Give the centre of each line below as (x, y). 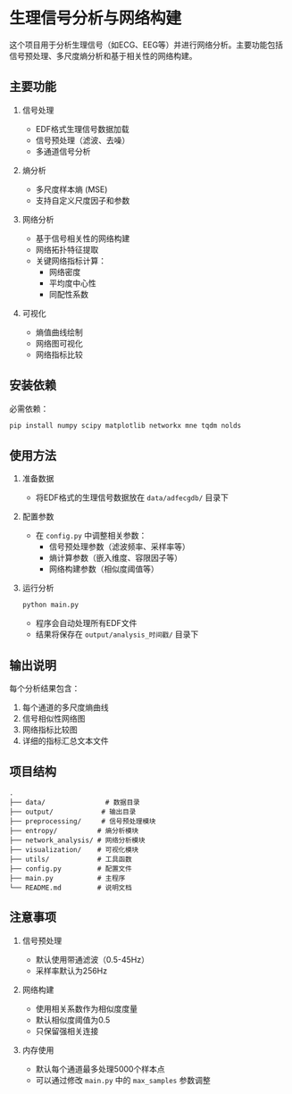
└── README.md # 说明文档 (71, 888)
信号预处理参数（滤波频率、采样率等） (119, 547)
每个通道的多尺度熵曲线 (65, 707)
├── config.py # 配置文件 (71, 869)
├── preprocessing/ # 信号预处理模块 (83, 821)
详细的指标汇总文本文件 (65, 740)
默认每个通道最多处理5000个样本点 (100, 1069)
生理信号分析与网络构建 (96, 18)
